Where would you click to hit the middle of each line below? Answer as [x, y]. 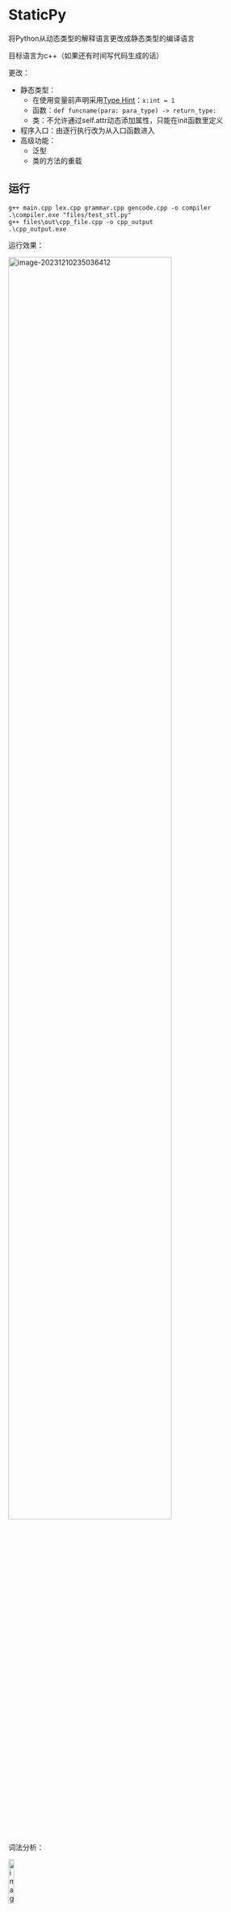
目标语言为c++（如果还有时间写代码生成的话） [86, 55]
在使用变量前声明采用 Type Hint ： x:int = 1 [103, 100]
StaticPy [38, 15]
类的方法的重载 [57, 160]
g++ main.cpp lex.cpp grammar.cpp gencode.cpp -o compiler [110, 208]
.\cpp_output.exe [38, 229]
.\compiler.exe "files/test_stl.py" [70, 215]
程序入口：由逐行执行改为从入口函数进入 [87, 130]
